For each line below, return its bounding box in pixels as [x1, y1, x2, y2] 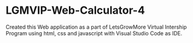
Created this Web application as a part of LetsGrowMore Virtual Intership [5, 23, 187, 30]
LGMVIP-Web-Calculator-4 [5, 4, 145, 17]
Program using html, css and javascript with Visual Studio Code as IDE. [5, 29, 183, 36]
